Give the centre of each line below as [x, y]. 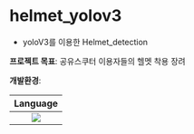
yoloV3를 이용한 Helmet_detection [85, 42]
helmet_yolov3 [66, 16]
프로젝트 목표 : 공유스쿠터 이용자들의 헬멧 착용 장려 [97, 61]
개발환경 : [25, 80]
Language [36, 103]
